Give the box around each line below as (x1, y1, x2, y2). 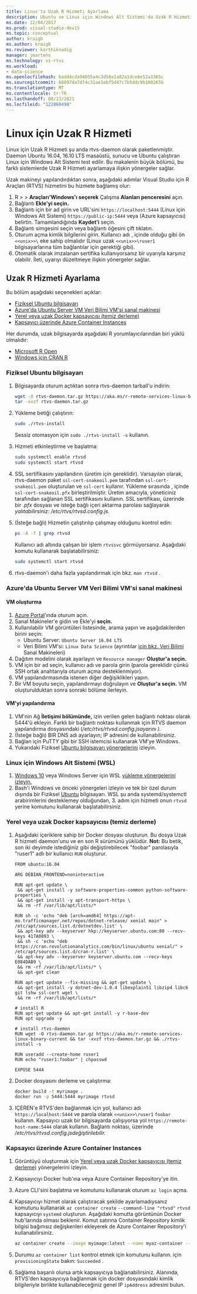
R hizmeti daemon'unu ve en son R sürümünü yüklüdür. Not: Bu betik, (14, 837, 183, 844)
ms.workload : (6, 63, 38, 69)
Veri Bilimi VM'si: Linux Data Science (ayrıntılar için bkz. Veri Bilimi (23, 642, 184, 649)
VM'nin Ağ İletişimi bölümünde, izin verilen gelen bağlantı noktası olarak (14, 713, 191, 720)
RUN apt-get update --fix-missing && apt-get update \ (14, 979, 152, 985)
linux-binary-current (14, 1036, 67, 1042)
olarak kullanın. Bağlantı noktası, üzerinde (52, 1123, 154, 1130)
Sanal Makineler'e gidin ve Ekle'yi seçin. (14, 618, 113, 625)
